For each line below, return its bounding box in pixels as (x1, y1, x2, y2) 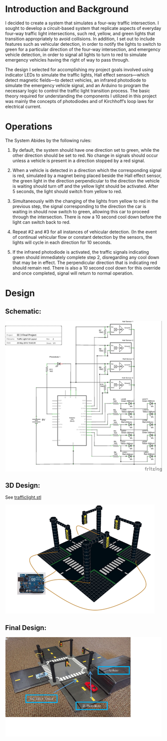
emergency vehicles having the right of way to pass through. (5, 57, 130, 63)
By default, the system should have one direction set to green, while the (12, 147, 160, 153)
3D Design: (5, 481, 41, 490)
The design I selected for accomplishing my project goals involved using (5, 66, 154, 73)
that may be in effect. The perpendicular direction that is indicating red (12, 260, 158, 266)
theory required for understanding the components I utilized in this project (5, 93, 157, 99)
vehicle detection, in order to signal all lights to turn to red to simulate (5, 51, 147, 58)
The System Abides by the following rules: (5, 137, 92, 143)
